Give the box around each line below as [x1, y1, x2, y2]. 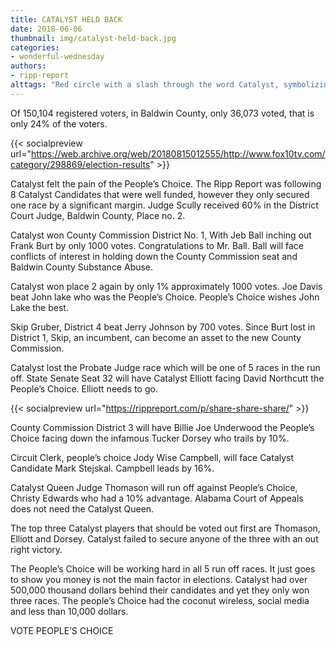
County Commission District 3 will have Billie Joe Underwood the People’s [10, 421, 315, 433]
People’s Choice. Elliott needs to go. [10, 382, 158, 395]
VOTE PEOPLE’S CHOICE [10, 624, 114, 636]
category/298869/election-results [10, 158, 151, 170]
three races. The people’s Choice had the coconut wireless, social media [10, 594, 310, 606]
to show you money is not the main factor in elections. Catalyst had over [10, 573, 308, 585]
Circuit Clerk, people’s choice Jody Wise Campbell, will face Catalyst [10, 451, 295, 463]
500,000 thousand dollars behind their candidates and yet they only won [10, 584, 310, 596]
